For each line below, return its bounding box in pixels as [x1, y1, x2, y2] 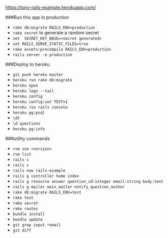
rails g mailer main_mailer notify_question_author [12, 184, 125, 189]
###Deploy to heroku [5, 61, 50, 67]
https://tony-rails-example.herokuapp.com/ [5, 5, 96, 10]
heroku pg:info [12, 126, 45, 132]
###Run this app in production [5, 14, 69, 20]
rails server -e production [12, 52, 72, 57]
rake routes [12, 206, 38, 211]
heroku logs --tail [12, 89, 54, 94]
